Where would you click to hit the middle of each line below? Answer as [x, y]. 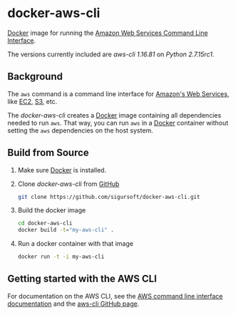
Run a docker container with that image [76, 244]
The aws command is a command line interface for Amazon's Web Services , [118, 93]
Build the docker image [52, 210]
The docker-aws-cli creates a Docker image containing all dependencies [114, 115]
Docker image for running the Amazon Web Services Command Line [108, 33]
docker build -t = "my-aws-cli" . [66, 230]
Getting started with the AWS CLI [82, 279]
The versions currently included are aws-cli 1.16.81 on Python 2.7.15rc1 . [111, 54]
